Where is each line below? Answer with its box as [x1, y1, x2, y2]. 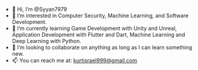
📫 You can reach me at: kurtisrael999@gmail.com [11, 57, 137, 64]
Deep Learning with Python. [11, 38, 81, 44]
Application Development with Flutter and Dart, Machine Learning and [11, 31, 185, 38]
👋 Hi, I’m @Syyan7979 [11, 6, 67, 13]
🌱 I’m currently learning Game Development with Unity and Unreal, [11, 25, 178, 32]
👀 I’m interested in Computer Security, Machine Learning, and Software [11, 12, 189, 19]
